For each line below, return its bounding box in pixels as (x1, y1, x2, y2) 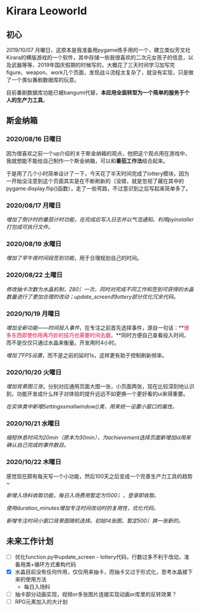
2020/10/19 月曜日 (6, 309, 61, 318)
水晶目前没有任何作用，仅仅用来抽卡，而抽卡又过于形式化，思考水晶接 (14, 568, 188, 575)
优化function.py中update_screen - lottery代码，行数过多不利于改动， (14, 553, 184, 560)
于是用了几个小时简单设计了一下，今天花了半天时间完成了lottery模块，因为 (6, 170, 190, 177)
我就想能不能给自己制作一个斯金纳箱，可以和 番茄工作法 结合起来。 (6, 157, 168, 164)
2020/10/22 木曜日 (6, 458, 61, 466)
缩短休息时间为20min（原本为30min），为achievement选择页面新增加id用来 (6, 434, 191, 441)
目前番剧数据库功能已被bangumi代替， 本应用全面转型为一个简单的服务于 (6, 89, 185, 96)
